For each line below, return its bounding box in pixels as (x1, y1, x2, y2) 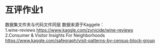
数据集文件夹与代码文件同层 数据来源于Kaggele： (5, 22, 105, 27)
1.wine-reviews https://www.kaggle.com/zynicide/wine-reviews (5, 27, 134, 33)
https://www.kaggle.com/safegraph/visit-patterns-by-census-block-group (5, 37, 155, 43)
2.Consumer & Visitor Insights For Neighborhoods (5, 32, 105, 38)
